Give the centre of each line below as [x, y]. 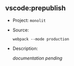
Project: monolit [29, 20]
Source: [21, 30]
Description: [25, 48]
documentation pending [38, 58]
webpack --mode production [41, 39]
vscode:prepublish [35, 8]
